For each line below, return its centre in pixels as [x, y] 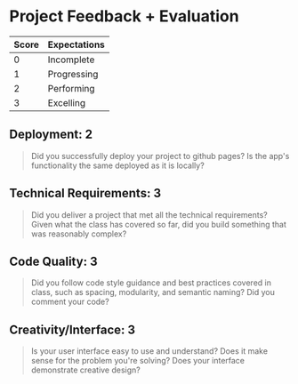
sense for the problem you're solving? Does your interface [138, 361]
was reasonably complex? [79, 234]
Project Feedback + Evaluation [124, 16]
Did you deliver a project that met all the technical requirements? [149, 214]
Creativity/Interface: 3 [72, 329]
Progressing [73, 74]
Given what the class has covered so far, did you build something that [158, 224]
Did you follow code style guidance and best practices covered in [151, 283]
